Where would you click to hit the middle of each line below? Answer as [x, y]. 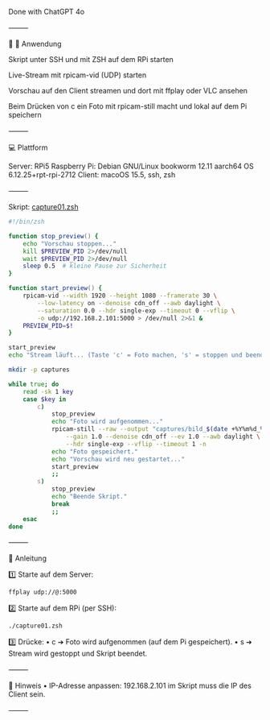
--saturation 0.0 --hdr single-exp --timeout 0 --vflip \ [136, 310]
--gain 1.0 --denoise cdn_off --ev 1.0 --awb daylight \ [163, 437]
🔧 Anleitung [27, 558]
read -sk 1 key [48, 391]
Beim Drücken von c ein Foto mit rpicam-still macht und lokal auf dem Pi [128, 106]
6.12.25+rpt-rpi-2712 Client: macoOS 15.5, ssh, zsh [92, 175]
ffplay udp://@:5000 [43, 592]
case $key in [45, 399]
